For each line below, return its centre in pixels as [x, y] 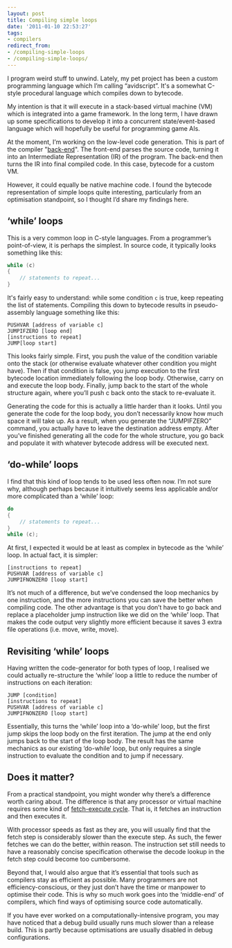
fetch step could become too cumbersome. [69, 859]
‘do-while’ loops [43, 465]
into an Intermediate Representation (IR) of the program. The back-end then [115, 156]
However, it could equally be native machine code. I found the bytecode [110, 185]
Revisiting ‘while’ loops [58, 651]
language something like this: [78, 313]
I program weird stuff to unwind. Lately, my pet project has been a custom [113, 78]
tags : [15, 33]
